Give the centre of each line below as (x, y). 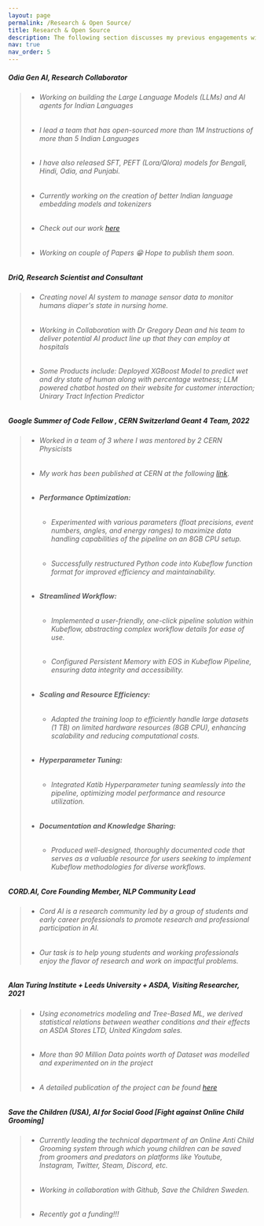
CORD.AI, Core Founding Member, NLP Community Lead (102, 891)
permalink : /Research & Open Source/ (70, 23)
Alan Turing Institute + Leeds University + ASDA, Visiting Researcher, (124, 985)
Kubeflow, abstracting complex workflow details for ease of (148, 629)
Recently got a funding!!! (79, 1214)
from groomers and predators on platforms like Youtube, (131, 1157)
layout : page (29, 15)
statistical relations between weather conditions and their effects (145, 1022)
